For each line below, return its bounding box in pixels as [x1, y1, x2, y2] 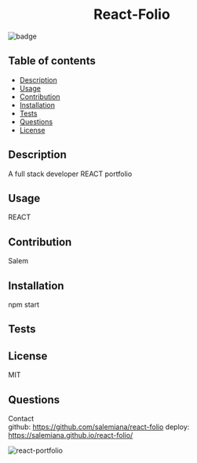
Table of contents [8, 54, 96, 68]
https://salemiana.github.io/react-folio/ [8, 431, 133, 440]
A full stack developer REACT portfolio [8, 169, 133, 178]
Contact [8, 414, 34, 424]
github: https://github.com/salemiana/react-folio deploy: [8, 422, 190, 432]
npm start [8, 300, 40, 309]
